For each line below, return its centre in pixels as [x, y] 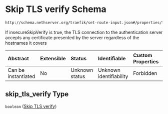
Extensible [53, 58]
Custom [143, 55]
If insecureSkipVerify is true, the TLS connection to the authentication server [84, 32]
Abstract [18, 58]
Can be [16, 70]
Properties [146, 61]
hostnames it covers [26, 43]
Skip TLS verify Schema [56, 9]
